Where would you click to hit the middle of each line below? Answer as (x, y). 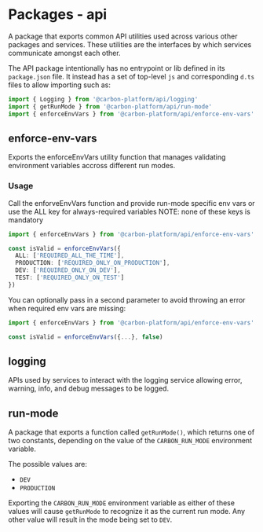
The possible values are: (48, 464)
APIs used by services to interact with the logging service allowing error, (125, 380)
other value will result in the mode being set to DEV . (90, 519)
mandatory (26, 220)
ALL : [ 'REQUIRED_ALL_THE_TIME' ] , (70, 256)
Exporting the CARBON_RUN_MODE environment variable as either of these (122, 503)
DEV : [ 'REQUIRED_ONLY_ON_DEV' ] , (68, 270)
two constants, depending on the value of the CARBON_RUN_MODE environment (130, 441)
